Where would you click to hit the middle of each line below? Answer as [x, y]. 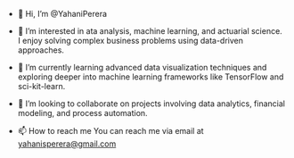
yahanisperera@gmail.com [67, 144]
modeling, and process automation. [83, 113]
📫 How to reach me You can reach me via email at [110, 131]
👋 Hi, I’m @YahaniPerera [62, 14]
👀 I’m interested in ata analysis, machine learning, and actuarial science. [150, 31]
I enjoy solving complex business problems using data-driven [130, 41]
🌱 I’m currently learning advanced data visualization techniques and [142, 67]
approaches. [41, 50]
